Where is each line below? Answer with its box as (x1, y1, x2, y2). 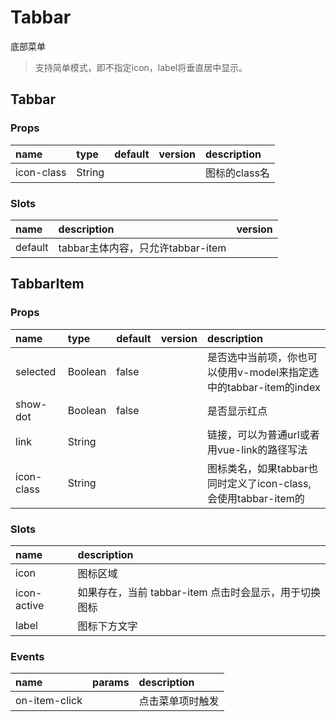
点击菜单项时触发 (138, 694, 220, 708)
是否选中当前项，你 (207, 350, 298, 364)
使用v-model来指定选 (217, 365, 320, 379)
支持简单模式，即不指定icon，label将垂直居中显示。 (34, 61, 248, 73)
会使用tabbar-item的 (207, 491, 305, 505)
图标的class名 (204, 166, 270, 180)
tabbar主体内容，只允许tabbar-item (58, 241, 227, 255)
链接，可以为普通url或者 (207, 427, 320, 441)
